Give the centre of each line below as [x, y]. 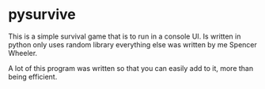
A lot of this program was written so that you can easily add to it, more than [131, 68]
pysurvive [42, 15]
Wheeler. [23, 53]
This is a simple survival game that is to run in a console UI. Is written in [125, 36]
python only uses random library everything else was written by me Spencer [132, 44]
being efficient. [33, 76]
